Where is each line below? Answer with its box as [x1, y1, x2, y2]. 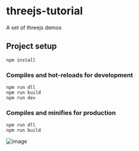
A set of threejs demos [6, 24, 62, 31]
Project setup [6, 41, 58, 51]
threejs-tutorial [6, 4, 83, 18]
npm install [6, 57, 36, 63]
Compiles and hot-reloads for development [6, 70, 134, 79]
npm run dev [6, 95, 36, 101]
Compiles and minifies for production [6, 109, 116, 117]
